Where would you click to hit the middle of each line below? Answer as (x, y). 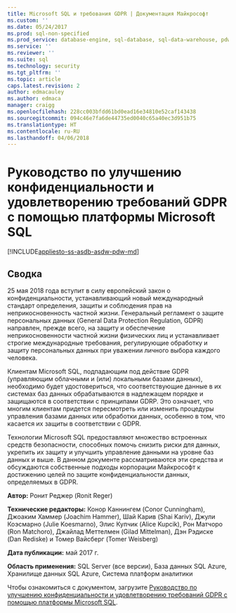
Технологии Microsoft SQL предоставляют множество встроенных (107, 437)
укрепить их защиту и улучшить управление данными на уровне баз (111, 452)
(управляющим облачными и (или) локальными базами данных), (105, 379)
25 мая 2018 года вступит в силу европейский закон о (89, 291)
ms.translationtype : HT (42, 125)
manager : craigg (31, 105)
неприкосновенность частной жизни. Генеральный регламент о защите (116, 313)
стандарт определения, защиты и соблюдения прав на (90, 305)
